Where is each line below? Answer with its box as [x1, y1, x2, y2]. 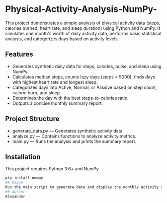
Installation [5, 152, 41, 161]
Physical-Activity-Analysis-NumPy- [5, 3, 158, 15]
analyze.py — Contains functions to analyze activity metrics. [12, 133, 137, 139]
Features [5, 50, 33, 59]
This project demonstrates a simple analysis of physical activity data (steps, [5, 20, 161, 26]
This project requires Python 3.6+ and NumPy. [5, 166, 100, 172]
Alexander [5, 194, 26, 199]
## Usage [5, 180, 23, 185]
